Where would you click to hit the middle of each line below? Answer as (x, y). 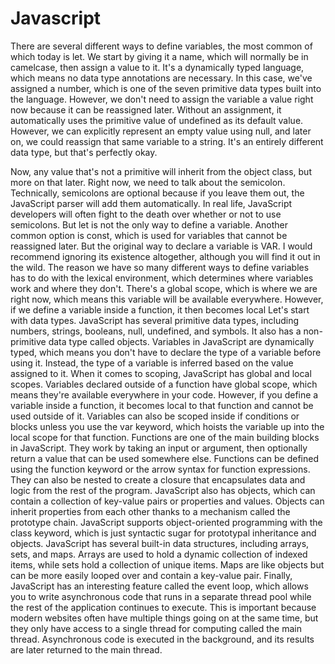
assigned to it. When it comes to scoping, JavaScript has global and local (161, 373)
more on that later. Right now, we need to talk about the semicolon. (148, 182)
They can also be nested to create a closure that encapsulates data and (158, 479)
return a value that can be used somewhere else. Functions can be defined (165, 458)
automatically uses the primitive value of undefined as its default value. (157, 120)
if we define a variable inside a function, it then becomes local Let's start (160, 309)
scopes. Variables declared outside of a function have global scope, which (164, 384)
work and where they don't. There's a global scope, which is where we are (164, 288)
